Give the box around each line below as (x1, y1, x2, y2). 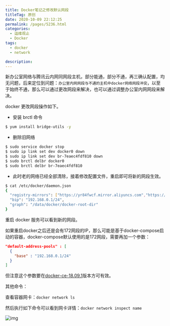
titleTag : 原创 (5, 12, 36, 17)
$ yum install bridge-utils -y (5, 124, 71, 129)
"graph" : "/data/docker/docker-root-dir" (10, 202, 99, 207)
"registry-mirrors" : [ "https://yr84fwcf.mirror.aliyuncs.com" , (10, 192, 146, 198)
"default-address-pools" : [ (5, 244, 67, 249)
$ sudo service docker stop (5, 144, 65, 150)
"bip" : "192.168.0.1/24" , (10, 198, 65, 203)
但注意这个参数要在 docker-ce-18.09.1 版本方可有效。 (5, 273, 114, 279)
